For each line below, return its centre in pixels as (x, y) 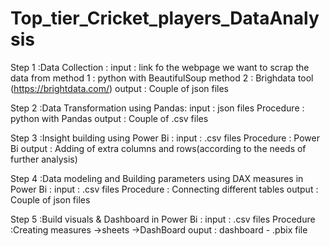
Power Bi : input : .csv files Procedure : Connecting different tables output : (164, 189)
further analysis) (44, 159)
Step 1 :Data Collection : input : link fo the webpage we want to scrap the (160, 67)
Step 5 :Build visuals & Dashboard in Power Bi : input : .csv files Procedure (163, 219)
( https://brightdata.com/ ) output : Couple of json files (120, 88)
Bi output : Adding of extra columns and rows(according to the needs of (158, 148)
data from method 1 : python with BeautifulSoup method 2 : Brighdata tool (162, 78)
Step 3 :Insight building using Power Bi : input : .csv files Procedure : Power (165, 138)
